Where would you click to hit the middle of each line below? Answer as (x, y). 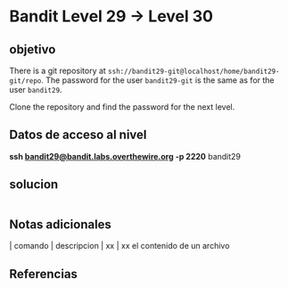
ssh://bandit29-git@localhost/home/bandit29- (194, 71)
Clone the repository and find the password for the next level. (122, 107)
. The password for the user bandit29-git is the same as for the (158, 80)
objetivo (33, 49)
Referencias (44, 274)
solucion (34, 185)
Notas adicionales (60, 225)
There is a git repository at (58, 70)
